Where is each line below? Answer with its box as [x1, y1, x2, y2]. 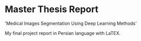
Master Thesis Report [5, 4, 99, 15]
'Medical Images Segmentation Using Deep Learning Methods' [5, 20, 137, 26]
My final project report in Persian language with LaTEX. [5, 30, 121, 36]
